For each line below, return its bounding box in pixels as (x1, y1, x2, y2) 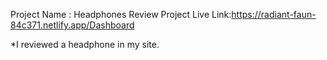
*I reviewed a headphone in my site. (10, 39, 160, 50)
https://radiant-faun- (231, 9, 317, 20)
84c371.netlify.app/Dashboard (10, 19, 135, 31)
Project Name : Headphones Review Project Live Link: (10, 9, 232, 20)
